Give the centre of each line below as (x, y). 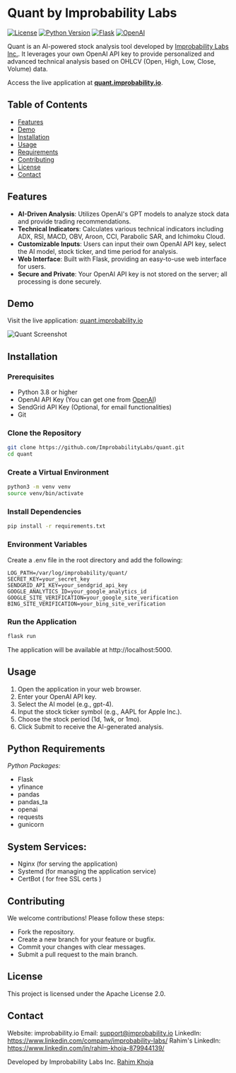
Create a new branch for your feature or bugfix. (87, 939)
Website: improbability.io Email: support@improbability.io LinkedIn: (104, 1033)
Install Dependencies (45, 512)
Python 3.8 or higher (47, 392)
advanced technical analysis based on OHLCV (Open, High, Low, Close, (112, 61)
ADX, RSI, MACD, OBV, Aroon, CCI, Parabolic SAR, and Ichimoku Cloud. (121, 236)
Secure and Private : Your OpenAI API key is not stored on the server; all (122, 274)
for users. (31, 266)
